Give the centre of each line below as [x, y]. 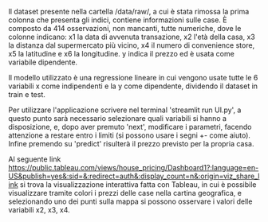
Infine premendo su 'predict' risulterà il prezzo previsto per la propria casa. [131, 144]
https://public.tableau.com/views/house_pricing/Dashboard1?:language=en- [134, 167]
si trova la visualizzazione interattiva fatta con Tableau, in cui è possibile [138, 185]
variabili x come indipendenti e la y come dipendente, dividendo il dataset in [133, 86]
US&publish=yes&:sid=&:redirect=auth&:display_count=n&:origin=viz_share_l [134, 176]
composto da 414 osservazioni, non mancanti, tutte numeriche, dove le [125, 28]
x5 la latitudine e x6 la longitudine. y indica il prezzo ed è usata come [122, 54]
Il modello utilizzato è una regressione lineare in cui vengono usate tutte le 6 [133, 78]
